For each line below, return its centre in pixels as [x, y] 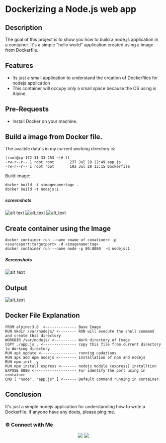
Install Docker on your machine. [45, 121]
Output [16, 288]
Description [24, 28]
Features [19, 66]
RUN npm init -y [22, 362]
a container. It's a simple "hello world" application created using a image [79, 45]
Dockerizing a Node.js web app [71, 9]
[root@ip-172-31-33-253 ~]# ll [38, 158]
